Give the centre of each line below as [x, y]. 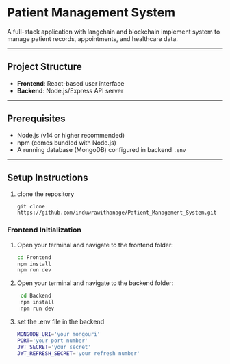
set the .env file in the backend [61, 321]
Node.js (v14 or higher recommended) [71, 135]
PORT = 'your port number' [52, 341]
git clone [31, 207]
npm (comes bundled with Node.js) [66, 143]
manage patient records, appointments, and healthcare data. [92, 38]
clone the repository [46, 194]
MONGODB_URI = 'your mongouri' [59, 334]
